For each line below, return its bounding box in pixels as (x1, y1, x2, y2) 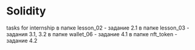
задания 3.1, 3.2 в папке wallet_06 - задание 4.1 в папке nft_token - (6, 30, 178, 37)
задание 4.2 (6, 37, 38, 44)
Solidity (6, 4, 46, 18)
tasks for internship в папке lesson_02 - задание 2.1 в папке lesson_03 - (6, 24, 190, 31)
